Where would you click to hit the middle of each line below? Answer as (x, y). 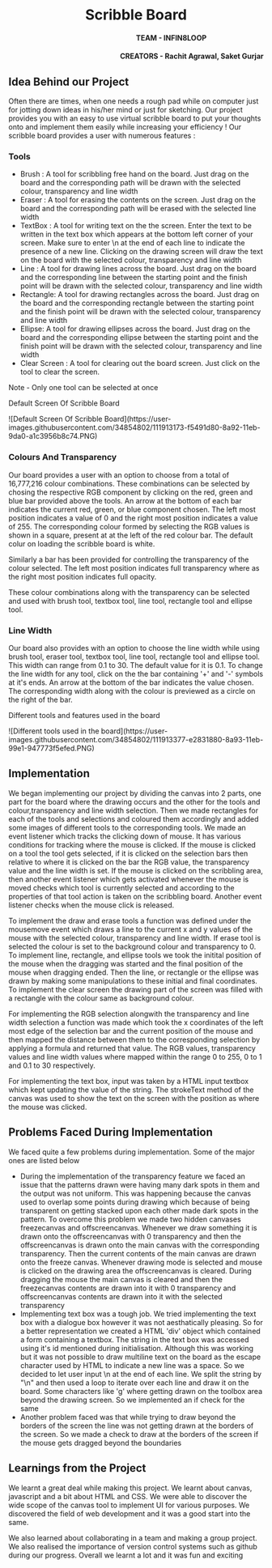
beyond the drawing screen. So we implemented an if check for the (132, 1400)
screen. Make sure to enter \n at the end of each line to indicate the (132, 243)
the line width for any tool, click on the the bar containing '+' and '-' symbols (136, 674)
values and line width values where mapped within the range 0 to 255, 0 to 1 (135, 1056)
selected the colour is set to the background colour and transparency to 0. (132, 946)
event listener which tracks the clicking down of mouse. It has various (125, 836)
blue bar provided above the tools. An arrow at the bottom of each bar (125, 500)
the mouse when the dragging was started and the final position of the (126, 963)
